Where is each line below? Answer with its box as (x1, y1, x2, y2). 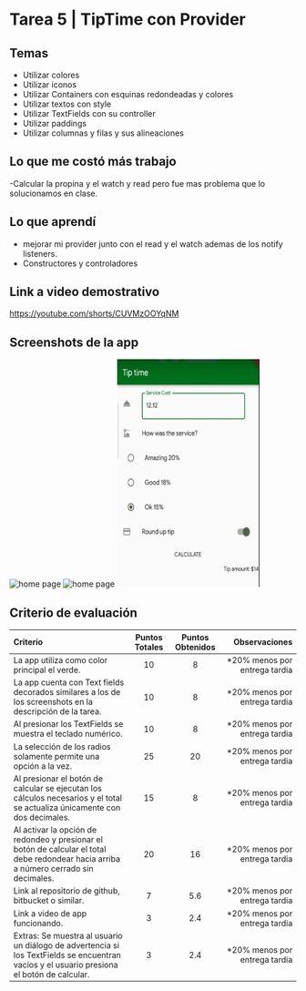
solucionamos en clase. (9, 188, 98, 199)
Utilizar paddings (22, 118, 87, 128)
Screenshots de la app (9, 334, 139, 350)
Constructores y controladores (22, 258, 138, 269)
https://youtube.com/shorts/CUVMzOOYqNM (9, 308, 179, 319)
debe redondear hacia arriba (13, 853, 121, 864)
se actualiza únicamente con (13, 802, 121, 812)
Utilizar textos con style (22, 98, 112, 109)
